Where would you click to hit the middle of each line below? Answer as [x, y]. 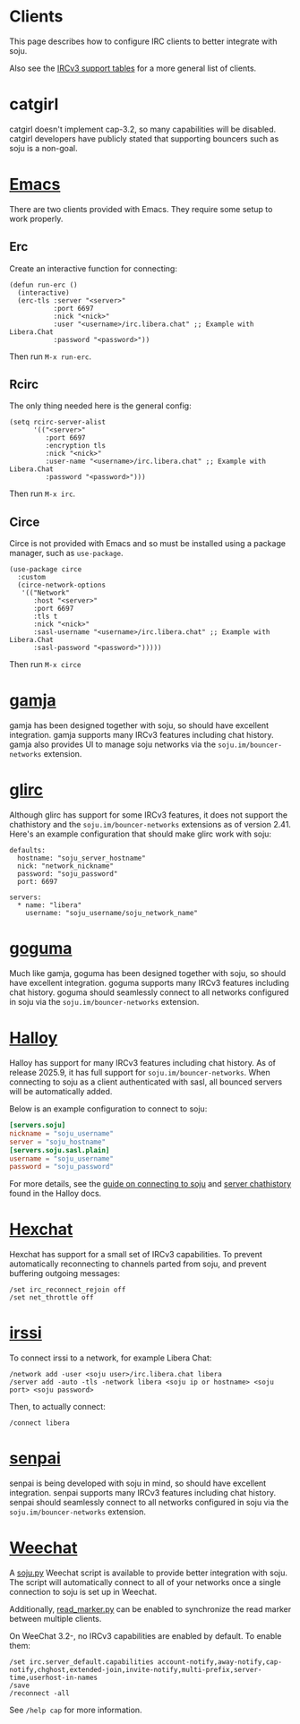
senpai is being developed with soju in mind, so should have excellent [138, 1483]
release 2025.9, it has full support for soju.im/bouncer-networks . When [140, 1072]
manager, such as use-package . [66, 553]
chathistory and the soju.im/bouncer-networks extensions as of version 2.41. [150, 825]
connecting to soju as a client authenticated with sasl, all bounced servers [146, 1082]
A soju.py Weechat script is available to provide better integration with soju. [149, 1573]
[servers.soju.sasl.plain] [60, 1150]
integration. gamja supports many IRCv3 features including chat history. [142, 735]
